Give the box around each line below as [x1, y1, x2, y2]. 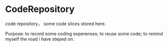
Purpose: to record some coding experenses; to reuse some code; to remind [5, 30, 163, 36]
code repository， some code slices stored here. [5, 20, 106, 26]
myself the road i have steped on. [5, 36, 74, 42]
